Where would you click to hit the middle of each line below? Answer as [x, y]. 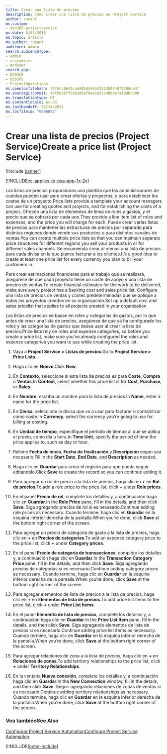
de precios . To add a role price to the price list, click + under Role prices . [87, 487]
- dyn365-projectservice [31, 28]
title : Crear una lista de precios [42, 10]
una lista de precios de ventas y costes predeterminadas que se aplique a [81, 295]
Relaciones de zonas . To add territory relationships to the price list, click [86, 661]
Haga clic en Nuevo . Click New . [45, 366]
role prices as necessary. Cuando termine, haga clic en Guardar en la [84, 512]
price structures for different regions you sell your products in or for [75, 243]
